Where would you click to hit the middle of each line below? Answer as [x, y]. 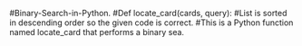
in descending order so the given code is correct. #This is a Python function [151, 23]
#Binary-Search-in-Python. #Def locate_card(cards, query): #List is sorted [148, 13]
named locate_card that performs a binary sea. [97, 32]
